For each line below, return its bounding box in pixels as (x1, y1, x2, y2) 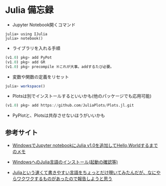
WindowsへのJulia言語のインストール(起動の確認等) (12, 159, 118, 165)
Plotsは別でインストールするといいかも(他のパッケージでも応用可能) (12, 93, 152, 99)
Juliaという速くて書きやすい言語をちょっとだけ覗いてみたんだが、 (12, 170, 148, 176)
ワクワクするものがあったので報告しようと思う (16, 176, 112, 182)
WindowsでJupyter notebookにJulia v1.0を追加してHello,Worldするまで (12, 143, 158, 149)
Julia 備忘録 (5, 4, 54, 16)
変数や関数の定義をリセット (12, 74, 69, 79)
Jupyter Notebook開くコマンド (12, 22, 76, 28)
